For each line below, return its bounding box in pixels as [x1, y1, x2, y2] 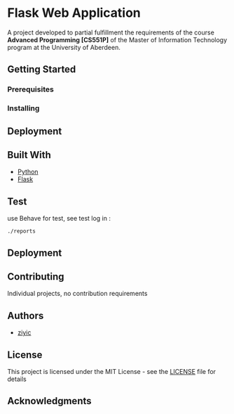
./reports [7, 228, 36, 235]
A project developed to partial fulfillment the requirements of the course [7, 28, 215, 37]
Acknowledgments [7, 395, 92, 407]
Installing [7, 103, 40, 113]
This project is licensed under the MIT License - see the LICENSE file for [7, 368, 216, 376]
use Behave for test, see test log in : [7, 214, 111, 223]
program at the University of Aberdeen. [7, 43, 121, 51]
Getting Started [7, 63, 76, 75]
